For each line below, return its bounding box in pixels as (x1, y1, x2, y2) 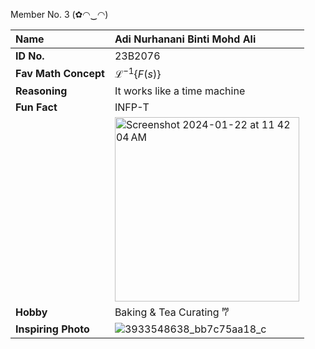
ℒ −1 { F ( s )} (114, 65, 162, 81)
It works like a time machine (114, 84, 246, 98)
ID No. (15, 49, 45, 63)
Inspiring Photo (15, 322, 90, 336)
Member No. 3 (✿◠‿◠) (10, 9, 109, 20)
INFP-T (114, 100, 150, 114)
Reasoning (15, 84, 68, 98)
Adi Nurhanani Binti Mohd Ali (114, 32, 257, 46)
